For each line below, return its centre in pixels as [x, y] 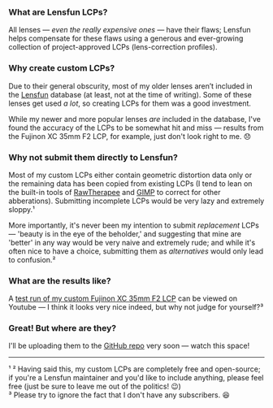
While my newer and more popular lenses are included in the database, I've [135, 119]
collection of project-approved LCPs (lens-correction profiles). [113, 47]
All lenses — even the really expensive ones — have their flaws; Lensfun [130, 30]
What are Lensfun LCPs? [58, 12]
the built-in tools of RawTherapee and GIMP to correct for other [115, 192]
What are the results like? [60, 280]
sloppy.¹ [22, 209]
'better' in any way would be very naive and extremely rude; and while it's [132, 242]
